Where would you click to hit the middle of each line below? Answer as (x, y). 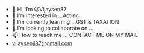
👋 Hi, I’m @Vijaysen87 (39, 9)
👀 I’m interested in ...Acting (45, 15)
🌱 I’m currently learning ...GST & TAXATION (65, 22)
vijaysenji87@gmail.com (42, 43)
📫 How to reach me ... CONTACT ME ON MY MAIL (75, 35)
